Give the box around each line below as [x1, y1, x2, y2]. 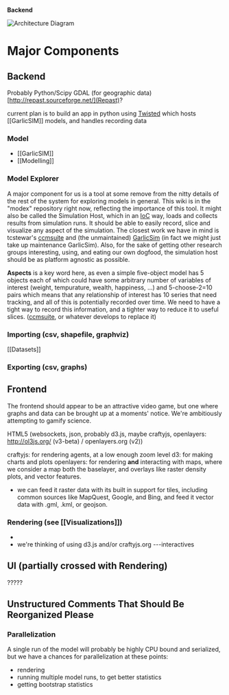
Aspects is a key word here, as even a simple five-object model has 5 [7, 268, 204, 277]
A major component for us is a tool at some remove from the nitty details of [7, 189, 219, 198]
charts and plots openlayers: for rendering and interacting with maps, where [7, 457, 223, 466]
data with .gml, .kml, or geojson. [16, 500, 108, 508]
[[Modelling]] [16, 157, 55, 165]
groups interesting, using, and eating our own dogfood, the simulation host [7, 247, 218, 256]
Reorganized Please [7, 609, 94, 621]
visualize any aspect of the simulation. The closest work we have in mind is [7, 226, 219, 234]
